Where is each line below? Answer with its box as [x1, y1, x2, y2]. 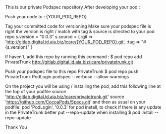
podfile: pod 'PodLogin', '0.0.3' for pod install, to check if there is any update [5, 104, 162, 110]
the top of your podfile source [5, 89, 66, 94]
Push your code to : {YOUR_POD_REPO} [5, 14, 87, 19]
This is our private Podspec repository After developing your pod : [5, 4, 140, 10]
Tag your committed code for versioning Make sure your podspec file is [5, 23, 151, 29]
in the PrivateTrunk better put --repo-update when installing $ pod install [5, 109, 154, 115]
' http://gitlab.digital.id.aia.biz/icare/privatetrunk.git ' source [5, 94, 124, 100]
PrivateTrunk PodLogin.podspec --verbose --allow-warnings [5, 74, 129, 79]
